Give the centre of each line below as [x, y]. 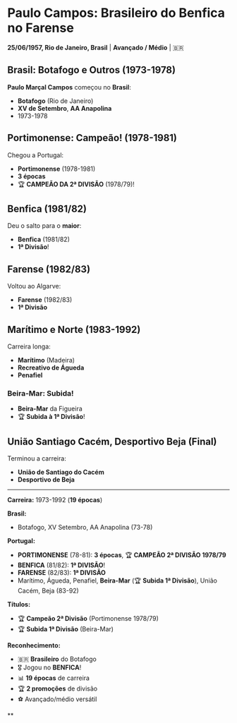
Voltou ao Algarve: [34, 286]
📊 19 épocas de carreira [54, 678]
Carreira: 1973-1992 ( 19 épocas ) [55, 500]
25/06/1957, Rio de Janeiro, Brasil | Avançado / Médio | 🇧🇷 [96, 47]
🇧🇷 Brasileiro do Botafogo [57, 659]
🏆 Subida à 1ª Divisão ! [51, 417]
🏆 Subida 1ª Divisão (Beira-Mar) [66, 629]
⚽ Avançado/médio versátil [57, 699]
